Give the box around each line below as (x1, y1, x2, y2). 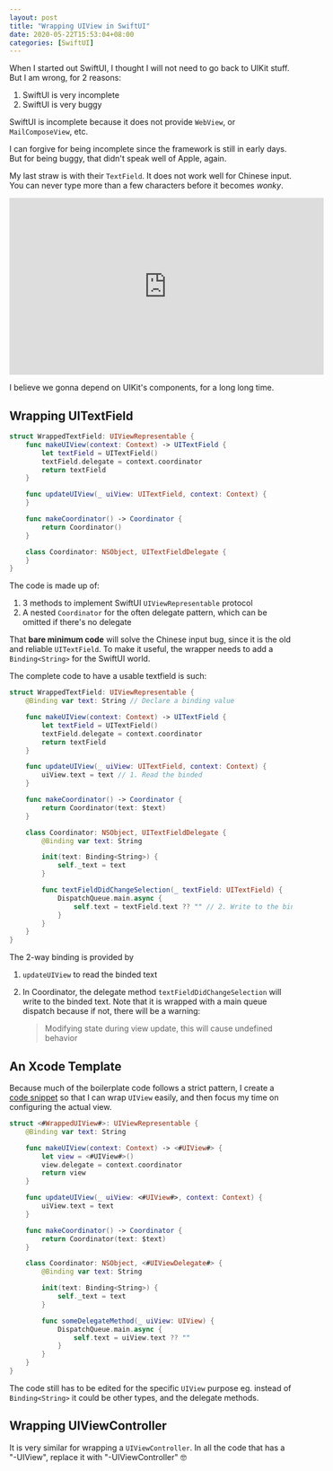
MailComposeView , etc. (9, 127, 88, 137)
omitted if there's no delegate (22, 617, 132, 628)
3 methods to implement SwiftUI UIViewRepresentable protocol (22, 598, 253, 609)
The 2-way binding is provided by (9, 952, 135, 963)
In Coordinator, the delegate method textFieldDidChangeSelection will (22, 987, 282, 998)
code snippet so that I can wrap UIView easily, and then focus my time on (9, 1092, 279, 1103)
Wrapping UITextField (9, 408, 134, 423)
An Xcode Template (9, 1059, 122, 1074)
